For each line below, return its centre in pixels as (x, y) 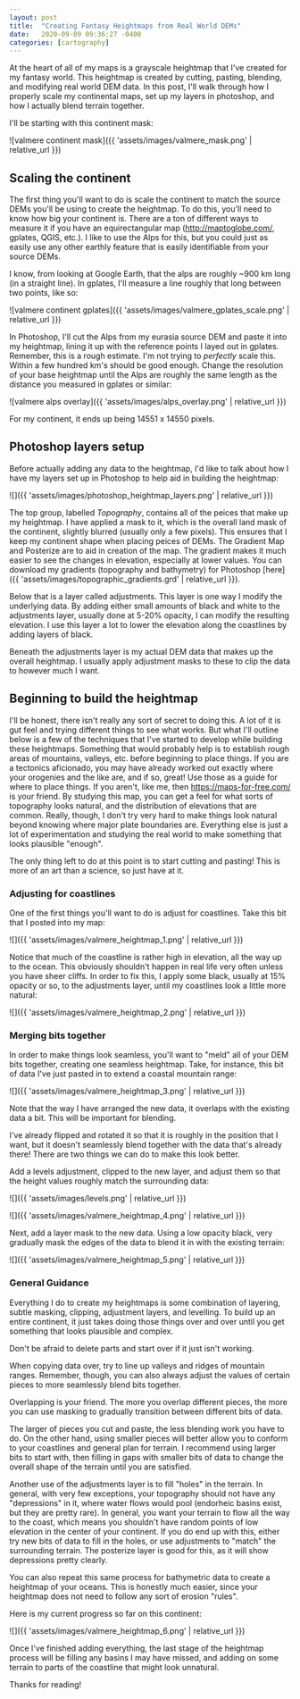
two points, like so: (44, 293)
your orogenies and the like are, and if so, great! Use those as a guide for (144, 777)
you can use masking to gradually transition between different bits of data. (146, 1411)
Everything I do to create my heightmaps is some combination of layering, (145, 1302)
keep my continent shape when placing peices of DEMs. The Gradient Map (147, 540)
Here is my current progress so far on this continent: (106, 1613)
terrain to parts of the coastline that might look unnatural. (114, 1667)
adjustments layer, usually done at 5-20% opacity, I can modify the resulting (150, 615)
